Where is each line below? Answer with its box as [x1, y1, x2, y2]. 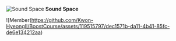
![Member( [6, 17, 32, 23]
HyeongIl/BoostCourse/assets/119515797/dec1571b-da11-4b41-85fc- [6, 23, 170, 29]
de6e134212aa [6, 29, 41, 36]
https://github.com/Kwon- [31, 17, 94, 23]
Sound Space [45, 6, 79, 12]
